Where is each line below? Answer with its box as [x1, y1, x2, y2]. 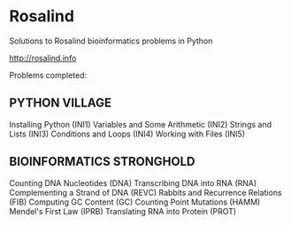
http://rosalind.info [9, 52, 77, 63]
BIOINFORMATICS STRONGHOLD [9, 154, 195, 169]
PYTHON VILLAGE [9, 96, 112, 111]
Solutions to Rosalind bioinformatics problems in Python [9, 35, 213, 46]
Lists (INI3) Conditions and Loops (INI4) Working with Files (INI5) [9, 128, 246, 139]
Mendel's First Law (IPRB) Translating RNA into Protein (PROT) [9, 206, 237, 216]
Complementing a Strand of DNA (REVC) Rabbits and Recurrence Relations [9, 187, 282, 198]
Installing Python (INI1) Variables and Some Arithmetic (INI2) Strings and [9, 119, 272, 129]
